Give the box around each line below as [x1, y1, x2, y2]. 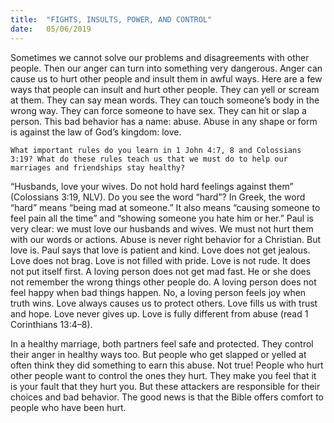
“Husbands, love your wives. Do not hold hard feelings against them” [10, 180, 294, 192]
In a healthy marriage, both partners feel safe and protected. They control [10, 337, 314, 350]
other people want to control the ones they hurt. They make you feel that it [10, 369, 317, 381]
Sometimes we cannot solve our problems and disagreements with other [10, 51, 310, 63]
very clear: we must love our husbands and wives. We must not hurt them [10, 222, 314, 235]
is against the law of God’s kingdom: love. [10, 126, 182, 138]
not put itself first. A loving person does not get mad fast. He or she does [10, 265, 312, 277]
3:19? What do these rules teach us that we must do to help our [10, 154, 288, 164]
